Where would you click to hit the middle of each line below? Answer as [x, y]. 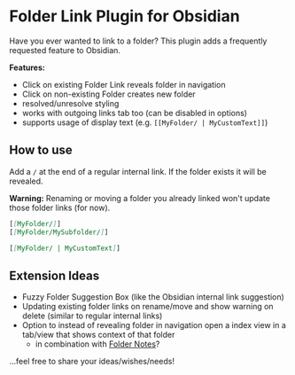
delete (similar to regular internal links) [92, 316]
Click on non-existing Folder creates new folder [109, 94]
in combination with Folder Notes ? [97, 344]
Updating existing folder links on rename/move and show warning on [147, 307]
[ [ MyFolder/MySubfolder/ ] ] [59, 232]
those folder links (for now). [60, 207]
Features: [27, 67]
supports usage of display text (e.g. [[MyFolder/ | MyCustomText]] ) [145, 122]
